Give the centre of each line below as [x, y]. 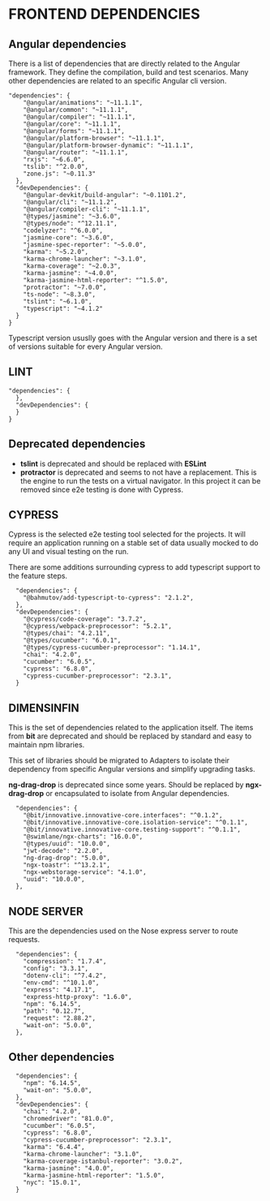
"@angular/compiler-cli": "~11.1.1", [87, 209]
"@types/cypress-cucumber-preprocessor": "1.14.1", [112, 648]
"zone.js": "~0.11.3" [59, 174]
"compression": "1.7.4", [65, 962]
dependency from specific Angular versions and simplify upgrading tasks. [132, 769]
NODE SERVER [46, 911]
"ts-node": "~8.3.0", [59, 295]
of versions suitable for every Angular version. [86, 347]
